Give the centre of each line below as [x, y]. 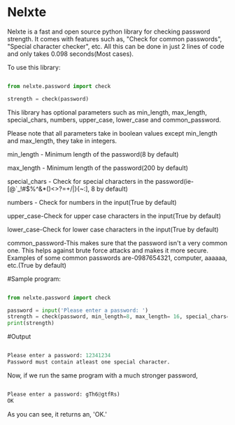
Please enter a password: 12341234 [59, 356]
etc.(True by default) [37, 265]
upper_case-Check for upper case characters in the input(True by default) [114, 216]
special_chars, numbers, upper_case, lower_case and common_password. [114, 120]
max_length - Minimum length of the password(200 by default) [98, 168]
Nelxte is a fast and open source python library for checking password [109, 31]
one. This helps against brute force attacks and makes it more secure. [108, 250]
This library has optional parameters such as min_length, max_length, [107, 112]
